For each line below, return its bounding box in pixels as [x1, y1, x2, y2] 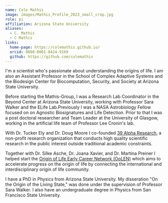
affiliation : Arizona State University [5, 21, 89, 27]
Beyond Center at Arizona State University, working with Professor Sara [5, 99, 154, 105]
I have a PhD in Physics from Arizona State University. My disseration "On [5, 176, 158, 182]
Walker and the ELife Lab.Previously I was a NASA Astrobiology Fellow [5, 104, 151, 111]
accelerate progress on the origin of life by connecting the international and [5, 161, 162, 167]
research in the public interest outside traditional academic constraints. [5, 141, 152, 147]
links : [5, 40, 19, 45]
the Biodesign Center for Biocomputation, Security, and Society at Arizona [5, 78, 159, 84]
